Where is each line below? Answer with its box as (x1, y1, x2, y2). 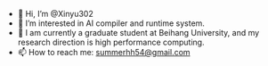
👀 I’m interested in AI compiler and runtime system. (17, 18, 205, 29)
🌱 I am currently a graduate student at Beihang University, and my (17, 28, 260, 37)
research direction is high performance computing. (17, 37, 205, 47)
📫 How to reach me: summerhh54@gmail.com (17, 47, 191, 57)
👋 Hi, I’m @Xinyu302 (17, 9, 93, 19)
